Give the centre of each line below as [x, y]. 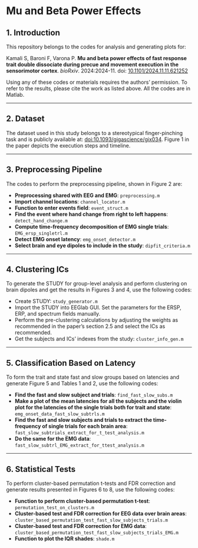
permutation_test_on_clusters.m [54, 508]
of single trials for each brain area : [85, 426]
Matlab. [15, 95]
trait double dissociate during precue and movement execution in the [92, 64]
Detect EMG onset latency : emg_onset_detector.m [75, 239]
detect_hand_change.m [41, 221]
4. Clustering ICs [37, 270]
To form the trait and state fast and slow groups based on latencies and [93, 377]
